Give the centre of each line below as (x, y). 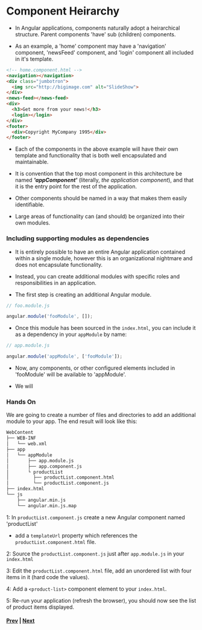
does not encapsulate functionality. (59, 264)
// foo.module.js (28, 306)
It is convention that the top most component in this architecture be (99, 174)
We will (24, 386)
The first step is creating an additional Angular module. (83, 294)
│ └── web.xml (27, 444)
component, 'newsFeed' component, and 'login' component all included (104, 52)
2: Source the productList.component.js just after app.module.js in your (96, 553)
